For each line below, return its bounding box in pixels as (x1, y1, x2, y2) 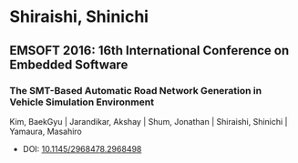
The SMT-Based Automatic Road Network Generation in (9, 84, 262, 97)
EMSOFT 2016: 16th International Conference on (9, 43, 290, 58)
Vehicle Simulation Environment (9, 96, 155, 108)
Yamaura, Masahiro (9, 126, 82, 137)
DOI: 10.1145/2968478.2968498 (22, 143, 142, 154)
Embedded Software (9, 56, 128, 72)
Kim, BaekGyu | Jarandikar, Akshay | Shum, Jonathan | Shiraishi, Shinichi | (9, 116, 289, 127)
